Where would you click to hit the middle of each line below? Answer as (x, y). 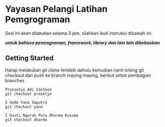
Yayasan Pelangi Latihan (56, 9)
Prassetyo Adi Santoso (28, 90)
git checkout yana (24, 107)
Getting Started (29, 58)
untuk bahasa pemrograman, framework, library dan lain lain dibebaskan (82, 42)
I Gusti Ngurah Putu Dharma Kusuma (42, 115)
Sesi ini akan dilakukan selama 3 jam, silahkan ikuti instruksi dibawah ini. (79, 33)
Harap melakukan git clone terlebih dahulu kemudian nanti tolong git (75, 70)
